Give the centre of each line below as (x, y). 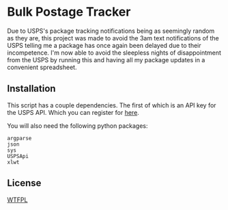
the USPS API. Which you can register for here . (73, 112)
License (24, 183)
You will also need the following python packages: (77, 126)
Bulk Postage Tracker (69, 12)
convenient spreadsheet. (42, 67)
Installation (31, 89)
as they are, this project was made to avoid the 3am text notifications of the (113, 38)
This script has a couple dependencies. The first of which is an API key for (112, 105)
